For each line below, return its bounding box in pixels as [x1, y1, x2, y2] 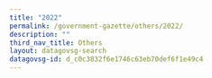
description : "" [9, 30, 70, 39]
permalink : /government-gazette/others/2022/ [9, 22, 183, 30]
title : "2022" [9, 13, 63, 22]
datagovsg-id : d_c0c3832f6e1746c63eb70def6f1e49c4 [9, 55, 204, 64]
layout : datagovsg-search [9, 47, 106, 56]
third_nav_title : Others [9, 38, 103, 48]
